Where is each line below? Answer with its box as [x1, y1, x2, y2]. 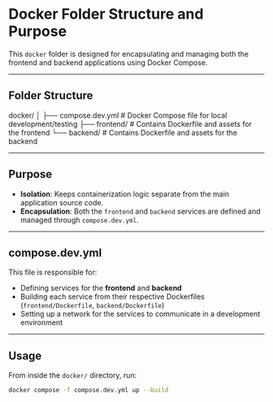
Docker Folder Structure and [8, 5, 204, 24]
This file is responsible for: [8, 267, 97, 277]
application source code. [19, 197, 104, 207]
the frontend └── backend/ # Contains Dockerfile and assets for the [8, 128, 238, 137]
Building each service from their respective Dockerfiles [19, 292, 205, 301]
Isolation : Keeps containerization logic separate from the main [19, 188, 230, 199]
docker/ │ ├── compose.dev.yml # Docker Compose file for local [8, 110, 227, 120]
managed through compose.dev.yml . [19, 214, 140, 224]
